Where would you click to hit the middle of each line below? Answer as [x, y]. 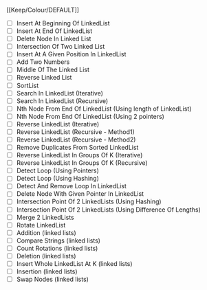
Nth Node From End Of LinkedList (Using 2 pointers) [90, 116]
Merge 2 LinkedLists [45, 217]
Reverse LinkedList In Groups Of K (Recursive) [82, 163]
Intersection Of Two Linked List [61, 47]
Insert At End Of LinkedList [54, 31]
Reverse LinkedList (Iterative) [58, 124]
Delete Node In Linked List [54, 39]
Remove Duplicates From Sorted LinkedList [77, 147]
